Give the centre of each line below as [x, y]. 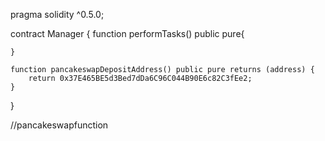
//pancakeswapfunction [59, 125]
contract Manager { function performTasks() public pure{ [127, 33]
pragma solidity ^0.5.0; [57, 14]
